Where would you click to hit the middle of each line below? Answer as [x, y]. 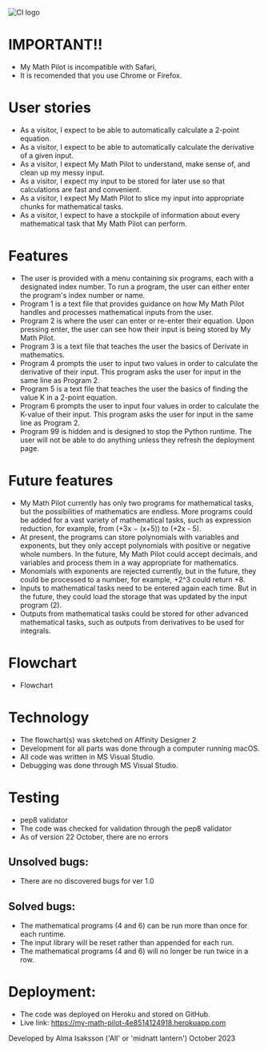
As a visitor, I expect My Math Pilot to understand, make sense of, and [135, 163]
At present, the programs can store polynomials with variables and [130, 537]
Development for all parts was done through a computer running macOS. [140, 748]
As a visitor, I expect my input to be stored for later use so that [122, 181]
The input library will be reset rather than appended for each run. [127, 943]
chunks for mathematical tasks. [72, 206]
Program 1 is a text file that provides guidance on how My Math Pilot [132, 304]
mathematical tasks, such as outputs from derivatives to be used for [132, 622]
